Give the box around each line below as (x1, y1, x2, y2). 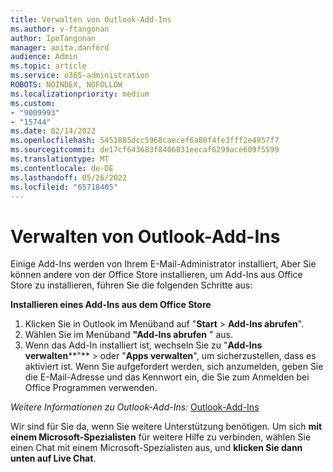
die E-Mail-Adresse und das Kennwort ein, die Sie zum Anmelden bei (24, 371, 310, 383)
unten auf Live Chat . (10, 452, 97, 465)
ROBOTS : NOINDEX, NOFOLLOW (10, 80, 123, 90)
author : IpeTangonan (10, 33, 97, 43)
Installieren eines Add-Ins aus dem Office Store (10, 299, 212, 311)
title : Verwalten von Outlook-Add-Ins (10, 14, 172, 25)
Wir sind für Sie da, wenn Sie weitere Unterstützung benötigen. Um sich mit (10, 421, 323, 433)
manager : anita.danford (10, 42, 110, 53)
